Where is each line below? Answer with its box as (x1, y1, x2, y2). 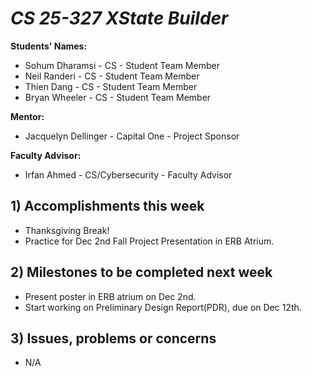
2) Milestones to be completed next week (10, 264, 273, 281)
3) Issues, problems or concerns (10, 330, 217, 347)
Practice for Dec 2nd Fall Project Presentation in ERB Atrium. (24, 235, 275, 247)
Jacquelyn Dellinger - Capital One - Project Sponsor (24, 130, 240, 142)
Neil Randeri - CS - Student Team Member (24, 70, 200, 82)
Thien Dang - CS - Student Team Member (24, 80, 198, 92)
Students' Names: (10, 40, 88, 52)
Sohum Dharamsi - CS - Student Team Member (24, 59, 220, 71)
